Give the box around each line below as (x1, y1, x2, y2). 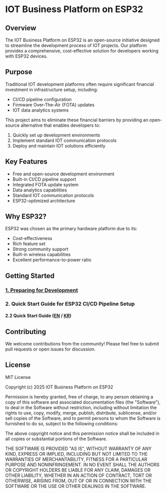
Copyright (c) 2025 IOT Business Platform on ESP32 (5, 384, 113, 390)
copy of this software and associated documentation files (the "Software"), (5, 399, 161, 405)
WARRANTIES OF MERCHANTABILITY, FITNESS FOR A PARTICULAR (5, 456, 147, 462)
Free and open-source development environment (12, 171, 115, 177)
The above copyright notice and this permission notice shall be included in (5, 430, 159, 436)
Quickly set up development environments (12, 132, 101, 138)
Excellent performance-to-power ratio (12, 257, 92, 263)
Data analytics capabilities (12, 187, 67, 193)
